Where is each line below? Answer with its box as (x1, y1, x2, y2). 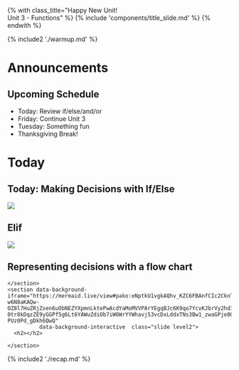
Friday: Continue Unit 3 (17, 115, 86, 123)
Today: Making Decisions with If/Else (7, 183, 175, 195)
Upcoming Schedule (7, 88, 100, 100)
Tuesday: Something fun (17, 122, 90, 130)
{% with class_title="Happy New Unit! (7, 6, 118, 14)
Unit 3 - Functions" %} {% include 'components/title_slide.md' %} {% (7, 14, 211, 22)
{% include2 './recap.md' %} (7, 354, 91, 363)
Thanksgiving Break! (17, 129, 78, 138)
